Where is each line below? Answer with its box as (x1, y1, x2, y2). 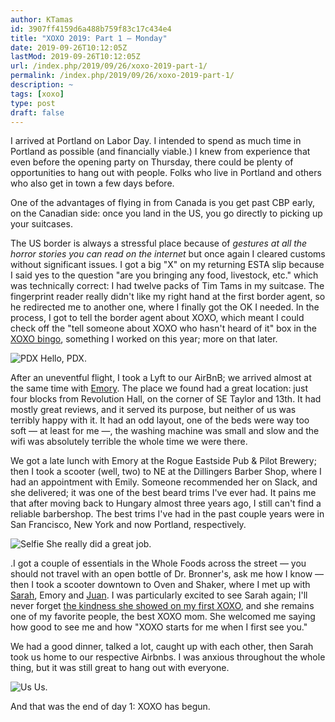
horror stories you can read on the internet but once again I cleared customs (10, 248, 326, 260)
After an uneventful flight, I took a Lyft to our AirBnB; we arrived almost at (10, 372, 312, 384)
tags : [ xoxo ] (10, 89, 65, 99)
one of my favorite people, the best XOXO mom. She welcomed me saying (10, 611, 316, 623)
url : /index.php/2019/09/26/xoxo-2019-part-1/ (10, 61, 208, 71)
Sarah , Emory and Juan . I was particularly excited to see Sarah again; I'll (10, 589, 308, 601)
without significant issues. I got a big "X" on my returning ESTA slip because (10, 259, 325, 271)
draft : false (10, 107, 65, 118)
